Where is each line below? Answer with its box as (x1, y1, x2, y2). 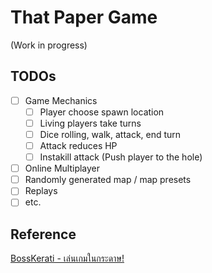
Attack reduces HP (39, 140, 118, 151)
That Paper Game (10, 6, 158, 29)
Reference (10, 226, 77, 243)
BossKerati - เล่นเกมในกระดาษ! (10, 252, 125, 265)
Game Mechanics (24, 94, 98, 106)
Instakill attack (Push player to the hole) (39, 151, 203, 163)
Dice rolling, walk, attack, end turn (39, 128, 182, 140)
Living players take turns (39, 117, 142, 129)
